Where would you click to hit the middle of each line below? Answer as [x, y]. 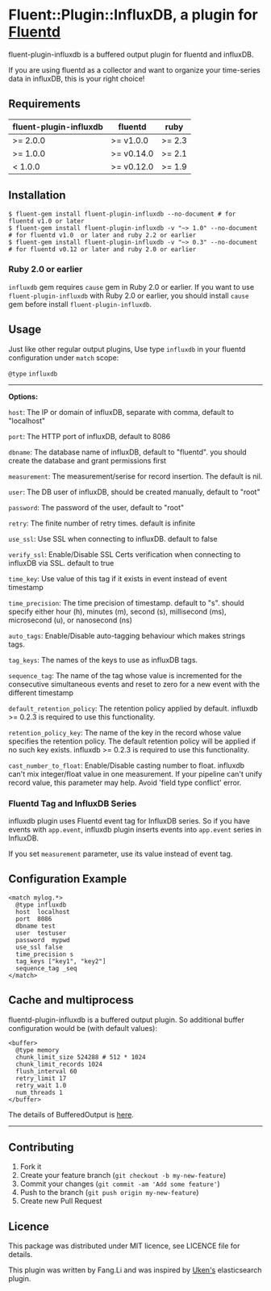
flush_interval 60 [47, 1071]
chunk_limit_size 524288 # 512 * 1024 [81, 1057]
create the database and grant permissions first [88, 460]
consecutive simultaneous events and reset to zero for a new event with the [134, 684]
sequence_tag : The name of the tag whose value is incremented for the [125, 675]
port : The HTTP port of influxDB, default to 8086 [90, 436]
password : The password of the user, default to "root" [96, 507]
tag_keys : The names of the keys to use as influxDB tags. [103, 660]
